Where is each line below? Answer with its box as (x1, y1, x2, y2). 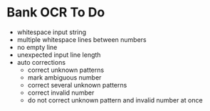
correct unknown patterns (27, 65, 105, 74)
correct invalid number (27, 88, 95, 97)
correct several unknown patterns (27, 80, 127, 89)
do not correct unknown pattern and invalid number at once (27, 95, 204, 104)
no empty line (16, 43, 58, 51)
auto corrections (16, 58, 65, 66)
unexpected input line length (16, 51, 101, 59)
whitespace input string (16, 28, 87, 36)
